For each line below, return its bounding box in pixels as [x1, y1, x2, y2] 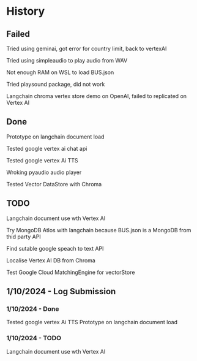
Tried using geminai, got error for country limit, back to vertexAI [6, 45, 167, 52]
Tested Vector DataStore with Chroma [6, 180, 102, 188]
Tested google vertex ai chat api [6, 145, 87, 152]
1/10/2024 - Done [6, 305, 59, 313]
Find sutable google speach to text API [6, 245, 104, 252]
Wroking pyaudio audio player [6, 169, 82, 176]
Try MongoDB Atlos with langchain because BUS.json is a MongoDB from [6, 226, 191, 234]
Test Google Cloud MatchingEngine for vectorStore [6, 268, 135, 276]
